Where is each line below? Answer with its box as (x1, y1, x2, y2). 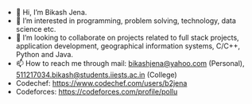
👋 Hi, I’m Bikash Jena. (15, 8, 87, 17)
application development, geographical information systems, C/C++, (15, 41, 241, 51)
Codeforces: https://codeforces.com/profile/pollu (15, 87, 178, 96)
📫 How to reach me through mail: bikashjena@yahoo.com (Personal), (15, 59, 245, 67)
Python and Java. (15, 50, 74, 59)
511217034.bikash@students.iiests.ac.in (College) (15, 70, 177, 79)
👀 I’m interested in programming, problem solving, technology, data (15, 16, 237, 25)
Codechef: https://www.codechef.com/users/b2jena (15, 79, 188, 87)
